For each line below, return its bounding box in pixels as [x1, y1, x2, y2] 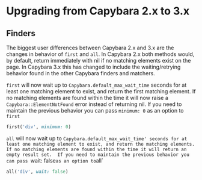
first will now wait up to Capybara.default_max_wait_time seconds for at [6, 81, 187, 88]
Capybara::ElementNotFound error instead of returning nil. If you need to [6, 101, 182, 108]
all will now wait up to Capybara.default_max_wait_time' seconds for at [6, 134, 188, 142]
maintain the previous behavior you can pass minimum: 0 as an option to [6, 107, 185, 114]
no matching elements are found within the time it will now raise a [6, 95, 168, 101]
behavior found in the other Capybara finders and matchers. [6, 70, 155, 76]
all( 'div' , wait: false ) [6, 169, 69, 175]
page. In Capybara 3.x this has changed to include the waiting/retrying [6, 63, 181, 70]
